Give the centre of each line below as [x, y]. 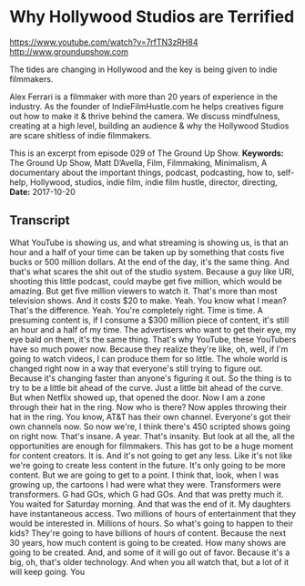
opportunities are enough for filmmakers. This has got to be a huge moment [152, 446]
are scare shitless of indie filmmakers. [81, 135]
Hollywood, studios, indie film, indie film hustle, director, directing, [154, 182]
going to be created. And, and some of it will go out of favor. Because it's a [150, 552]
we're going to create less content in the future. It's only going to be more [148, 465]
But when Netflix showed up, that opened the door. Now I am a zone [137, 397]
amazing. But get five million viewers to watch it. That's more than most [143, 291]
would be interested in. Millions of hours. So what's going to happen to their [152, 523]
